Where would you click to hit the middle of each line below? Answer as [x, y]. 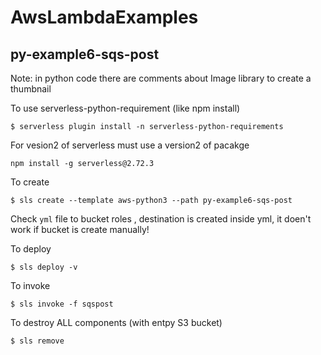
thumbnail [31, 89]
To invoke [30, 285]
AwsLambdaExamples [104, 17]
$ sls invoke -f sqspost [62, 304]
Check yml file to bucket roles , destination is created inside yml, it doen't [161, 219]
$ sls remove [37, 341]
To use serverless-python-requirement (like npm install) [125, 108]
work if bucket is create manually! [80, 229]
